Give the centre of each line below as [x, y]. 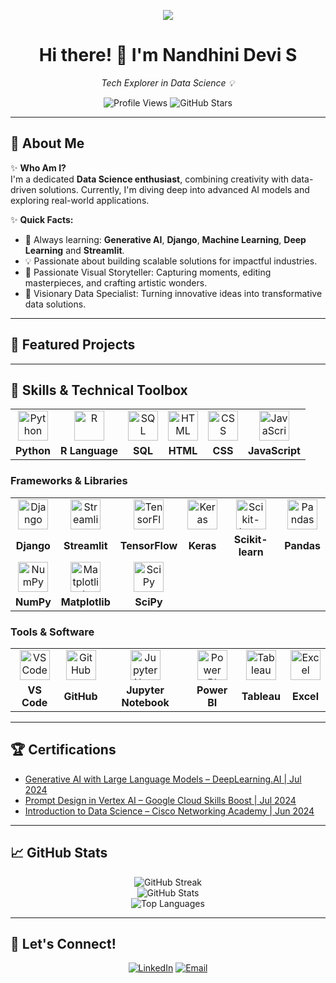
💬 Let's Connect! [63, 943]
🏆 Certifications [63, 750]
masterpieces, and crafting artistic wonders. [116, 282]
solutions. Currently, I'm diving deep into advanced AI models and [174, 189]
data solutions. [55, 304]
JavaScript [274, 451]
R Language [89, 451]
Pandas [302, 545]
